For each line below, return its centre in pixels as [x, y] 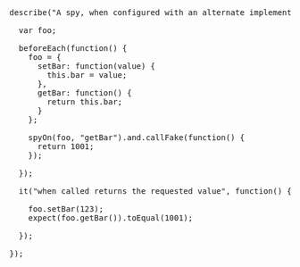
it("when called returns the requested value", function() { [155, 191]
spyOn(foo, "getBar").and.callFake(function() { [137, 138]
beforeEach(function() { [73, 48]
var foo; [37, 30]
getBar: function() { [84, 93]
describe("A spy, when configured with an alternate [127, 13]
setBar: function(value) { [96, 66]
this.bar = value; [87, 75]
